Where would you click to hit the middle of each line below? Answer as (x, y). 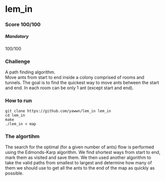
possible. (14, 173)
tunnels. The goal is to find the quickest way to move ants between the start (82, 83)
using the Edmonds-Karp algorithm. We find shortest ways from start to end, (83, 152)
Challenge (18, 61)
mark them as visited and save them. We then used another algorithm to (78, 157)
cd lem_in (15, 115)
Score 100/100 (23, 25)
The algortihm (22, 136)
